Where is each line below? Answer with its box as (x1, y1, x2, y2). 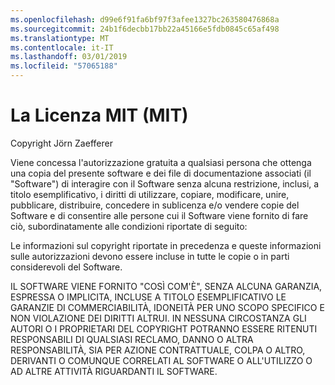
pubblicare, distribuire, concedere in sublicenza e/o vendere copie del (10, 199, 300, 211)
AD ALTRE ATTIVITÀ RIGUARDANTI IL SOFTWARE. (10, 365, 218, 377)
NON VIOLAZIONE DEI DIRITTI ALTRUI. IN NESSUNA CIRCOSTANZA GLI (10, 312, 307, 324)
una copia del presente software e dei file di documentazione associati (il (10, 167, 312, 179)
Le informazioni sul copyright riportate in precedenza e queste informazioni (10, 239, 322, 251)
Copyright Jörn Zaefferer (10, 137, 113, 149)
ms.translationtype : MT (10, 33, 110, 43)
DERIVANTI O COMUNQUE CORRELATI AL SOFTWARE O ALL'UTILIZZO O (10, 354, 313, 366)
